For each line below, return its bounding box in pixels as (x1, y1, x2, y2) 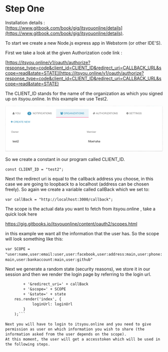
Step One (5, 3, 45, 15)
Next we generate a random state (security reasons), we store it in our (5, 266, 150, 272)
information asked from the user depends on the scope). (5, 331, 127, 336)
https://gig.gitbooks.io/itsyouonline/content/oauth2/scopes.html (5, 221, 138, 227)
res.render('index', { (14, 296, 62, 301)
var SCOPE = (5, 246, 30, 251)
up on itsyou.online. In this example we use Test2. (5, 96, 108, 102)
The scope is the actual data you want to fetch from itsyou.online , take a (5, 206, 155, 212)
